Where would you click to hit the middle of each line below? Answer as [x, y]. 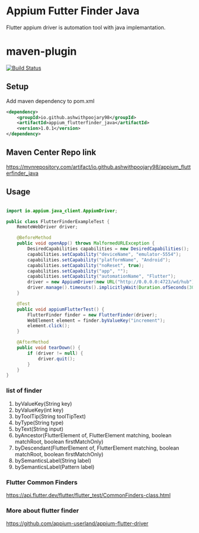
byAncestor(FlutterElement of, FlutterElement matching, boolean [93, 435]
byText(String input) [39, 429]
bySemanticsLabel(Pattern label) [54, 467]
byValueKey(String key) [43, 403]
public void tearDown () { [49, 348]
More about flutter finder [43, 510]
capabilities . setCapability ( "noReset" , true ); [86, 265]
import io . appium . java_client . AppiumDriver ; [62, 211]
